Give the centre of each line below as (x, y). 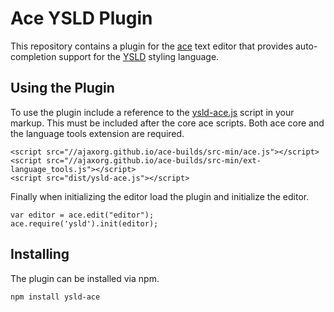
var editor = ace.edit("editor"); (82, 215)
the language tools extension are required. (97, 133)
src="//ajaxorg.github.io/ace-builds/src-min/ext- (154, 160)
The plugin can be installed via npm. (85, 278)
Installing (40, 254)
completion (33, 56)
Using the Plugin (62, 88)
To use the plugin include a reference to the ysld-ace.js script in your (152, 112)
